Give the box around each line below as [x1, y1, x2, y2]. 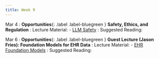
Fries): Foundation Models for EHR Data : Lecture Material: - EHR [5, 41, 144, 48]
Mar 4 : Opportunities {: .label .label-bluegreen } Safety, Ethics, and [5, 21, 149, 27]
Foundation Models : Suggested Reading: [5, 47, 92, 53]
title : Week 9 [5, 7, 36, 13]
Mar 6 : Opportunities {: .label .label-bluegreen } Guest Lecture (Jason [5, 36, 154, 42]
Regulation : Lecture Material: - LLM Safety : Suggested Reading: [5, 26, 143, 33]
